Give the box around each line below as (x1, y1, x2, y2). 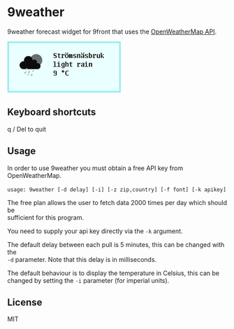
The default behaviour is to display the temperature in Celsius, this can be (7, 269, 220, 277)
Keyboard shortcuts (7, 106, 96, 118)
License (7, 296, 43, 308)
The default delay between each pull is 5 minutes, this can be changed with (7, 240, 225, 248)
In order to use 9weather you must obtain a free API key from (7, 164, 184, 172)
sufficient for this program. (7, 213, 85, 221)
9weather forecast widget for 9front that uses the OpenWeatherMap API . (7, 27, 217, 36)
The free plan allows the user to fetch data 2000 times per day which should (7, 198, 228, 206)
